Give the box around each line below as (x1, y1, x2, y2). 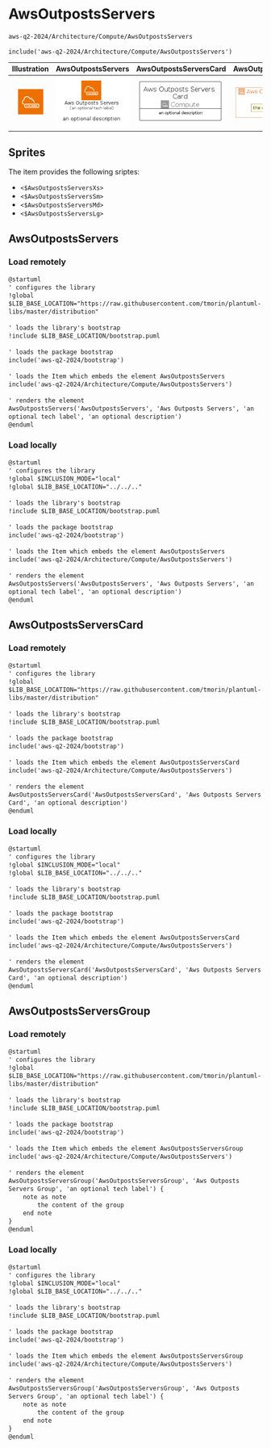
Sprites (8, 146, 46, 159)
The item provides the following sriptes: (8, 167, 140, 177)
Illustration (11, 64, 50, 73)
